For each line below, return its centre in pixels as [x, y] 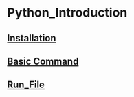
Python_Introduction [67, 13]
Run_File [26, 85]
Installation [32, 38]
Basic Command [43, 61]
